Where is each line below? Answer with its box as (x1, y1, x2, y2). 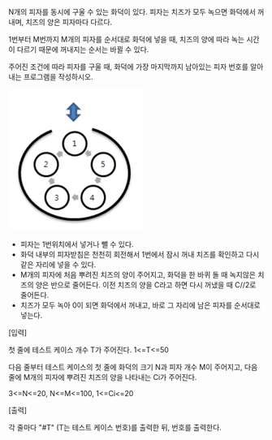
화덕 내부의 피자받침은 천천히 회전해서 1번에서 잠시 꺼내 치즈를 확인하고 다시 (19, 250, 260, 259)
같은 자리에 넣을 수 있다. (19, 260, 97, 270)
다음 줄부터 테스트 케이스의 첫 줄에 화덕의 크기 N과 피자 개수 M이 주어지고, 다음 (8, 362, 258, 372)
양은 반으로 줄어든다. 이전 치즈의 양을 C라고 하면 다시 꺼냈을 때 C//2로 (35, 280, 257, 290)
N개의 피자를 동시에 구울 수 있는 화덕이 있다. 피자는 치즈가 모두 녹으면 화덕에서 (8, 7, 256, 16)
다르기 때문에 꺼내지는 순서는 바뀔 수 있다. (16, 45, 149, 54)
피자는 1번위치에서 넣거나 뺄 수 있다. (19, 239, 134, 249)
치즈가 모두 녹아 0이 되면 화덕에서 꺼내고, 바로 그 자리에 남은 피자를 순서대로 (19, 300, 261, 310)
